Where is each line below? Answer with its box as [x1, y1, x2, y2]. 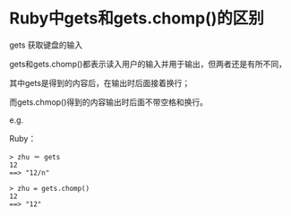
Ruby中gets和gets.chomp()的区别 [9, 8, 264, 29]
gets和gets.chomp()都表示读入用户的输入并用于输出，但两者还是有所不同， [9, 58, 287, 69]
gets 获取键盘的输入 [9, 39, 83, 50]
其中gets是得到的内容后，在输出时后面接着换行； [9, 77, 191, 88]
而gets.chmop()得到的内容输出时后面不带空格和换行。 [9, 96, 209, 108]
